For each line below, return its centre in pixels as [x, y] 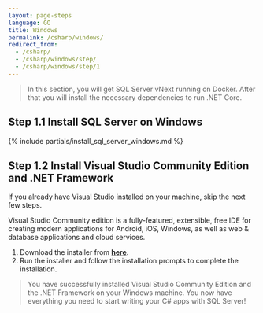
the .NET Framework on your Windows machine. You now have [130, 293]
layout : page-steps [40, 15]
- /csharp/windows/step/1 [58, 67]
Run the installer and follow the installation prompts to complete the [129, 261]
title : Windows [33, 30]
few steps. [25, 205]
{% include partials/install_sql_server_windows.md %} [96, 141]
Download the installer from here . [74, 252]
